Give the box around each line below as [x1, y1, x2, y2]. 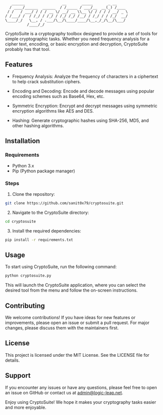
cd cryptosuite [5, 219, 36, 224]
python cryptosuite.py [5, 273, 51, 278]
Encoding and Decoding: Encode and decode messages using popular [12, 88, 155, 94]
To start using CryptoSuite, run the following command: [5, 264, 117, 270]
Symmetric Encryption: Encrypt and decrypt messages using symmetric [12, 103, 158, 109]
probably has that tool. [5, 46, 50, 52]
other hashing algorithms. [12, 122, 64, 128]
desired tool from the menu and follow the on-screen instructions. [5, 287, 138, 293]
